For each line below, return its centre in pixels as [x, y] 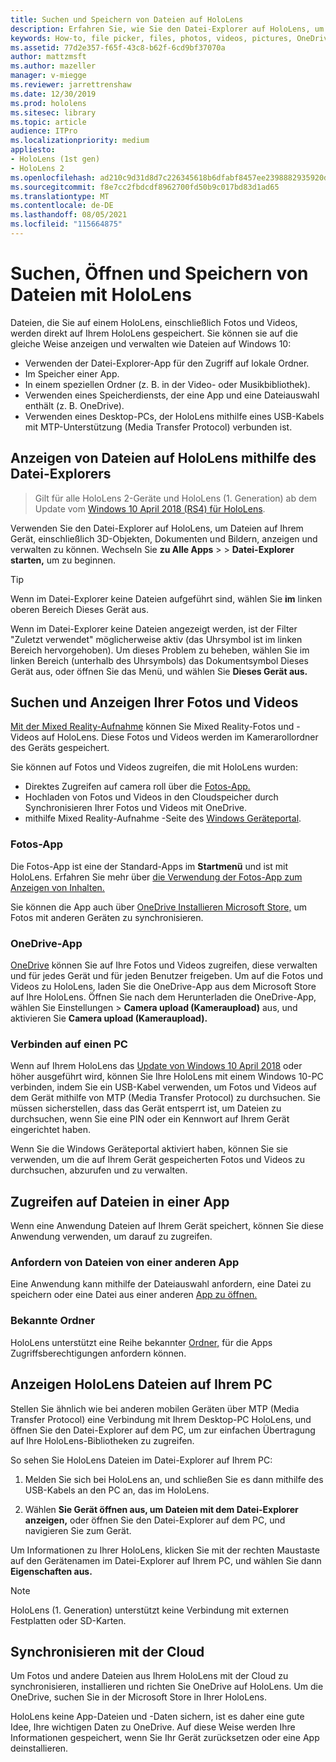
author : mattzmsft [48, 57]
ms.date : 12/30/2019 [53, 94]
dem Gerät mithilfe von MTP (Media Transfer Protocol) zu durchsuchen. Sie [166, 1098]
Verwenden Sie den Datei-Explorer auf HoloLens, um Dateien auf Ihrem [157, 528]
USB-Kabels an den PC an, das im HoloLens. [117, 1490]
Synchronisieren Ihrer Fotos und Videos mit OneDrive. [135, 808]
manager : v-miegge [48, 76]
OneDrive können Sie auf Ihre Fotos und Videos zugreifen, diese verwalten [164, 965]
